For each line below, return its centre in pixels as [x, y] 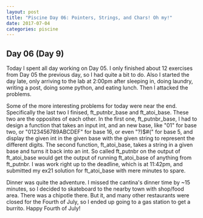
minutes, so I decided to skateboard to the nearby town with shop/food [95, 189]
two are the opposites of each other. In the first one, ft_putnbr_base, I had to [102, 119]
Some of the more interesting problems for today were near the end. [92, 106]
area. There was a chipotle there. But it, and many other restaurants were [98, 195]
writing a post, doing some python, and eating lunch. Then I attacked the [97, 88]
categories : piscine [33, 29]
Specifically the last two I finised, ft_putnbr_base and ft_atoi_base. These [98, 113]
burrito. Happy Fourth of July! [43, 208]
